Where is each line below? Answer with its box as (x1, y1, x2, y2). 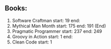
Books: (5, 4, 27, 13)
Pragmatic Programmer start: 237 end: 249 (12, 28, 102, 34)
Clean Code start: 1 (12, 39, 52, 45)
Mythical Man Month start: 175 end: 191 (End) (12, 23, 106, 29)
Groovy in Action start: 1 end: (12, 33, 73, 39)
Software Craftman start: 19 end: (12, 17, 81, 23)
